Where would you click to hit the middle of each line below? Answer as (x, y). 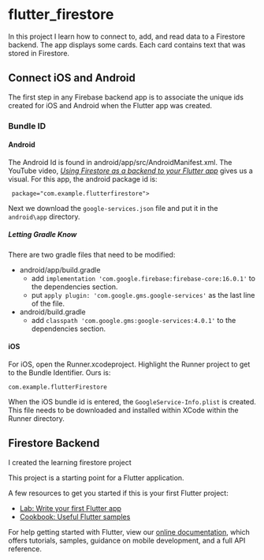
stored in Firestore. (39, 53)
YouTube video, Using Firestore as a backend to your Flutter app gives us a (131, 171)
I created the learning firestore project (70, 462)
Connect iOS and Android (72, 78)
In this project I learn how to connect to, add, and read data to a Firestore (127, 36)
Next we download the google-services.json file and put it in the (113, 208)
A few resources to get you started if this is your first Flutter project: (118, 493)
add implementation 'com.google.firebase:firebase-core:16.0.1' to (143, 278)
